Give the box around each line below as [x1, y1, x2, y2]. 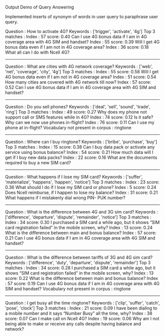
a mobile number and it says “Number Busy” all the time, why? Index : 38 [5, 310, 153, 316]
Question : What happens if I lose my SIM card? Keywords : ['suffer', [5, 174, 143, 180]
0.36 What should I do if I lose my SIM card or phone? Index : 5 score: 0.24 [5, 184, 157, 190]
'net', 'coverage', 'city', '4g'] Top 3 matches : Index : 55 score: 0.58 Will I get [5, 69, 159, 74]
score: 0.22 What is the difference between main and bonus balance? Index [5, 275, 158, 281]
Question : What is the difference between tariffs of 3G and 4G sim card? [5, 254, 153, 260]
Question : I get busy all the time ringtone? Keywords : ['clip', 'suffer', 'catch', [5, 300, 160, 305]
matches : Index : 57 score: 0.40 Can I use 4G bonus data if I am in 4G [5, 34, 147, 39]
